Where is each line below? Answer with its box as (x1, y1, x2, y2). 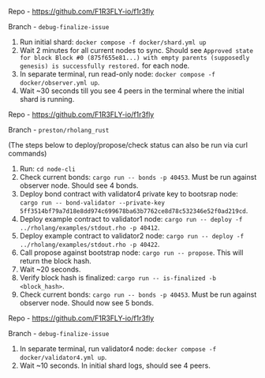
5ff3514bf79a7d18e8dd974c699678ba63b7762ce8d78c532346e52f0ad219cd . (19, 206, 248, 215)
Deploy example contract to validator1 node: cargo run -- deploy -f (19, 215, 243, 223)
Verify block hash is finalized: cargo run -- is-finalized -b (19, 273, 217, 283)
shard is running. (19, 95, 75, 103)
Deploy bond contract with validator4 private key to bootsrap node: (19, 189, 238, 198)
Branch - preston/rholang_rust (8, 125, 110, 134)
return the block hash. (19, 256, 92, 265)
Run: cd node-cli (19, 164, 77, 173)
